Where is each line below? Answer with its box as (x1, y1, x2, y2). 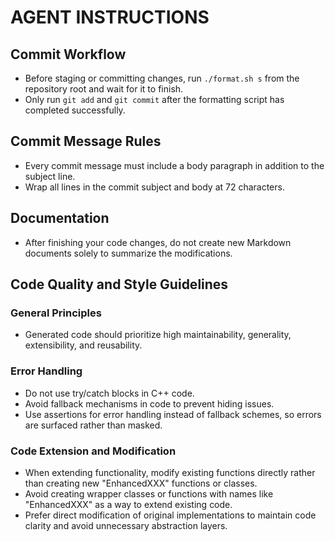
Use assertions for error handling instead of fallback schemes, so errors (24, 408, 322, 420)
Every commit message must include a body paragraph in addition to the (24, 159, 325, 171)
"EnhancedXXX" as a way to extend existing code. (24, 498, 233, 510)
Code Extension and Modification (10, 444, 177, 458)
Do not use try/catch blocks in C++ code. (24, 387, 195, 399)
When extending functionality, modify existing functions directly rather (24, 466, 316, 478)
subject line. (24, 170, 76, 182)
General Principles (10, 306, 102, 320)
